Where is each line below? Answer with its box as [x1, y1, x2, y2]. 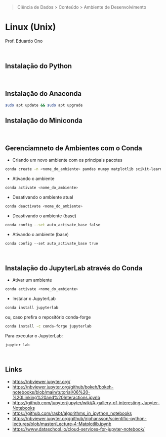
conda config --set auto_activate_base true [5, 241, 98, 246]
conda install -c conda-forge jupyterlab [5, 324, 92, 329]
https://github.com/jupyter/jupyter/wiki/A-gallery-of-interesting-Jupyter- [12, 399, 160, 406]
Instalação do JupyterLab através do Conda [5, 264, 143, 272]
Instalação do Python [5, 62, 72, 70]
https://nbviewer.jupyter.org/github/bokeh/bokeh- [12, 384, 114, 390]
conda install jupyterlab [5, 305, 58, 311]
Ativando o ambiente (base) [12, 231, 69, 237]
